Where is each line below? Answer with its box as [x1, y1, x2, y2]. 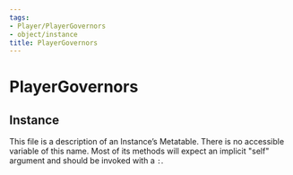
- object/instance [9, 30, 78, 39]
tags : [9, 13, 30, 22]
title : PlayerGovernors [9, 38, 99, 48]
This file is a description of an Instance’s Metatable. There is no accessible [9, 136, 285, 147]
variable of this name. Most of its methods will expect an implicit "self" [9, 145, 270, 157]
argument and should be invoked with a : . [9, 155, 164, 166]
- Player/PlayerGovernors [9, 22, 106, 31]
